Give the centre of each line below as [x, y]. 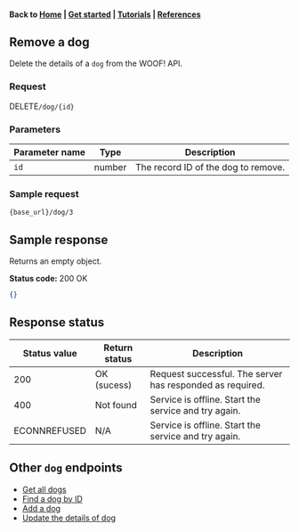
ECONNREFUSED [50, 430]
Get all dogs [44, 489]
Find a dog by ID [52, 499]
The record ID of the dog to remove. [210, 167]
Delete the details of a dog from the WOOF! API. [96, 63]
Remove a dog [49, 42]
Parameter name [50, 152]
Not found [116, 405]
